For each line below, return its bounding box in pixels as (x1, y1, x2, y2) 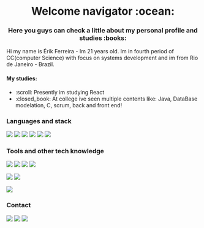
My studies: (6, 75, 38, 82)
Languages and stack (6, 116, 72, 125)
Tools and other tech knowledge (6, 146, 104, 155)
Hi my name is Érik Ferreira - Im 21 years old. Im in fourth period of (6, 48, 175, 55)
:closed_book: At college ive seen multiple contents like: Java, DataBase (15, 95, 198, 102)
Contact (6, 201, 31, 210)
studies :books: (79, 34, 127, 42)
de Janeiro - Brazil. (6, 61, 55, 68)
